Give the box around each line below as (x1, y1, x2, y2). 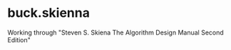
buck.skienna (7, 5, 91, 21)
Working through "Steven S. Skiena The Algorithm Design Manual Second (7, 28, 225, 37)
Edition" (7, 35, 31, 44)
